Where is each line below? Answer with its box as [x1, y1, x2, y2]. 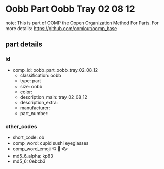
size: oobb [20, 83, 42, 89]
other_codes [5, 123, 37, 130]
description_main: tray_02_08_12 [20, 94, 88, 100]
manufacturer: [20, 105, 50, 111]
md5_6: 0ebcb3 [12, 158, 46, 164]
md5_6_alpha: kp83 [12, 153, 53, 159]
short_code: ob [12, 134, 45, 140]
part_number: [20, 110, 49, 116]
